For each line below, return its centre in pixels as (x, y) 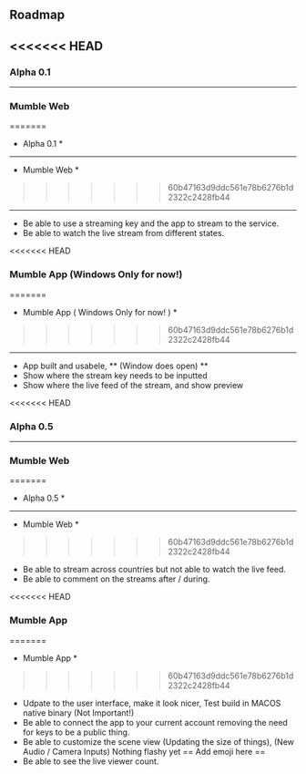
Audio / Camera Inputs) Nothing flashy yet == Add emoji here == (144, 751)
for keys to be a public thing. (76, 732)
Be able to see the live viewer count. (91, 761)
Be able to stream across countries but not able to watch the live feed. (154, 570)
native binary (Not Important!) (78, 712)
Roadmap (37, 15)
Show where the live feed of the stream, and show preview (133, 385)
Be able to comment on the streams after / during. (116, 579)
